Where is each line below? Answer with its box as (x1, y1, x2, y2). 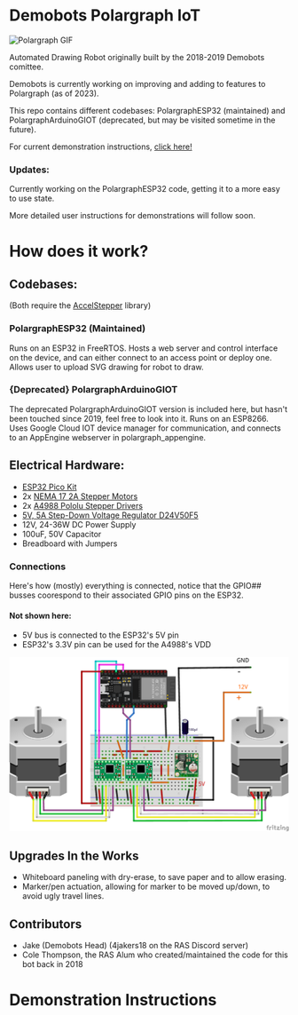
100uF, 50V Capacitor (21, 528, 102, 539)
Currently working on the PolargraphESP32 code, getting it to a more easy (9, 184, 281, 194)
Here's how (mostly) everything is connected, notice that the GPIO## (9, 580, 262, 591)
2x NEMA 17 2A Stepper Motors (21, 490, 138, 502)
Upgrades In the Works (9, 849, 139, 864)
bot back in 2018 (21, 959, 83, 970)
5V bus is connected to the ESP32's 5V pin (21, 630, 179, 640)
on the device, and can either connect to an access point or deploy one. (9, 352, 272, 362)
